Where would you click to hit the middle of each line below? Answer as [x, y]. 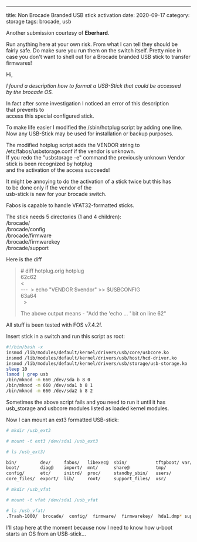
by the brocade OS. [30, 92]
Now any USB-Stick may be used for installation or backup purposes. [90, 134]
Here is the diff [24, 259]
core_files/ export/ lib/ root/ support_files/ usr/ [86, 479]
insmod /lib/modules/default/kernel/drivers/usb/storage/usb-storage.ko [97, 363]
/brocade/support [28, 248]
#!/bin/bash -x [25, 347]
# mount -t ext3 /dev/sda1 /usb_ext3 [52, 441]
